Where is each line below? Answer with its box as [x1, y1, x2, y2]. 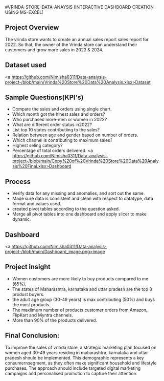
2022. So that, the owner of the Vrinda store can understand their [5, 42, 138, 47]
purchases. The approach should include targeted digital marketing [5, 365, 141, 371]
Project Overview [5, 23, 59, 32]
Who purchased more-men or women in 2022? [12, 117, 107, 123]
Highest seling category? [12, 143, 63, 148]
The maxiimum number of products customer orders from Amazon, [12, 307, 148, 313]
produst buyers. [12, 291, 45, 297]
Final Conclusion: [5, 332, 60, 340]
